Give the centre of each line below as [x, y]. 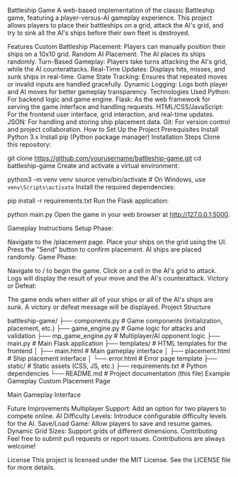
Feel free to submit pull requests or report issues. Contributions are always [116, 438]
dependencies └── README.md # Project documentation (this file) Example [119, 374]
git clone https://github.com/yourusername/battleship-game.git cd [104, 158]
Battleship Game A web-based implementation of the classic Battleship [111, 10]
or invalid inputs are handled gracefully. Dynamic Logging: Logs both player [118, 84]
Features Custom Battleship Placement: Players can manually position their [117, 46]
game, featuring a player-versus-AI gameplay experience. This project [110, 18]
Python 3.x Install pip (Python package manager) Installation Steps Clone [114, 137]
